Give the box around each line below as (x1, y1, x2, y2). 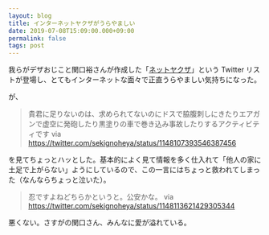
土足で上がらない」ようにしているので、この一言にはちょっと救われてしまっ (8, 165, 261, 175)
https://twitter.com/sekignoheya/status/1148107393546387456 (27, 138, 237, 148)
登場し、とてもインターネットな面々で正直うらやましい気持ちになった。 (22, 75, 261, 85)
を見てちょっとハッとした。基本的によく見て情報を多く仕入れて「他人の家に (8, 155, 262, 165)
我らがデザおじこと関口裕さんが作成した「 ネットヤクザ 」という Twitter (8, 65, 245, 75)
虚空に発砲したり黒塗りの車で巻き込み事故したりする (42, 119, 218, 129)
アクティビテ (218, 119, 260, 129)
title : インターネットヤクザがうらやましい (8, 19, 136, 27)
